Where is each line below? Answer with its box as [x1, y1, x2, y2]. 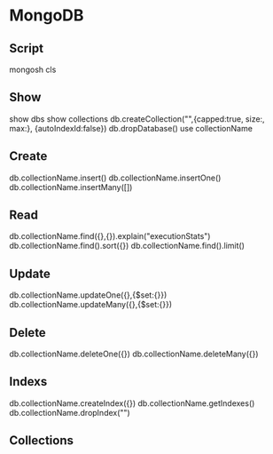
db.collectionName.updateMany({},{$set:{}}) [9, 299, 173, 310]
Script [9, 41, 44, 56]
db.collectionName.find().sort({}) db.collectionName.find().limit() [9, 241, 246, 251]
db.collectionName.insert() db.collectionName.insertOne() [9, 172, 222, 183]
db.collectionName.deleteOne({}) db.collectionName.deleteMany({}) [9, 348, 259, 360]
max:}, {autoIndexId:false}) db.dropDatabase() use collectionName [9, 123, 253, 133]
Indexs [9, 374, 48, 389]
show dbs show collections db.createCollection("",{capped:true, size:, [9, 113, 265, 124]
